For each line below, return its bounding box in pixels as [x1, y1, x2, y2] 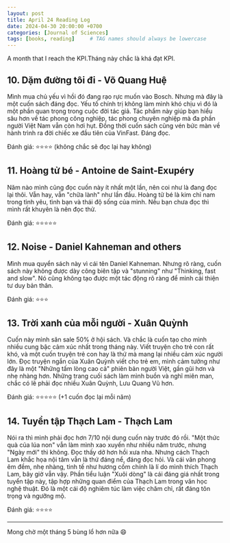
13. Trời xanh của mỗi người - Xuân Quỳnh [7, 317, 188, 329]
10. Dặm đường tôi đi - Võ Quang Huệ [7, 74, 167, 86]
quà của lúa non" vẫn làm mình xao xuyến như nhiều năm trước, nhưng [7, 441, 207, 449]
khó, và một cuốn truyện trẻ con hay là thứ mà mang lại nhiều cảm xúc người [7, 350, 223, 359]
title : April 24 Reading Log [7, 16, 90, 23]
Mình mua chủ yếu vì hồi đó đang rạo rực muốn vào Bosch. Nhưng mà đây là [7, 92, 223, 100]
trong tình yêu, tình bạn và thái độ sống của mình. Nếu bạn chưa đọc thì [7, 197, 209, 206]
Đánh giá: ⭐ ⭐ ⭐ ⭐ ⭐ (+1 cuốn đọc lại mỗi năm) [7, 393, 131, 401]
